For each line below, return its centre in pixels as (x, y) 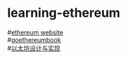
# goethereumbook (34, 39)
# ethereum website (35, 32)
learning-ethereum (64, 13)
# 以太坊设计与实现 (34, 48)
